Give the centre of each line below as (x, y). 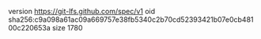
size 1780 (68, 28)
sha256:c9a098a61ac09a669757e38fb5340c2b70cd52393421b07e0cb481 (131, 19)
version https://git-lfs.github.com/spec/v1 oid (82, 11)
